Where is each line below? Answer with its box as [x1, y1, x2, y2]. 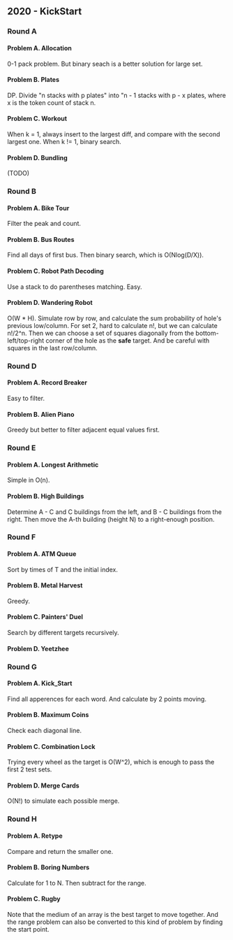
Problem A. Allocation [7, 43, 72, 52]
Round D [7, 361, 37, 371]
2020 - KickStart [7, 6, 82, 17]
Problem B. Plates [7, 76, 60, 84]
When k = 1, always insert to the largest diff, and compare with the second [7, 129, 220, 138]
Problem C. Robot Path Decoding [7, 267, 105, 276]
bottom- [195, 329, 219, 337]
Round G [7, 662, 37, 671]
